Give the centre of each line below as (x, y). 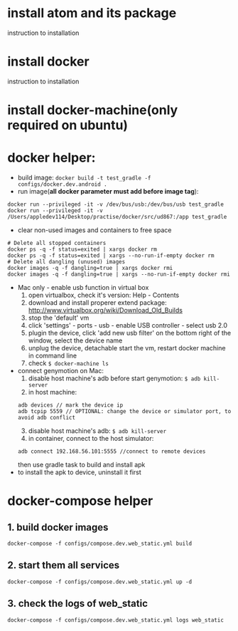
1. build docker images (58, 527)
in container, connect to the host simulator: (91, 438)
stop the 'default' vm (59, 318)
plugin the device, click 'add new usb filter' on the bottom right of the (130, 333)
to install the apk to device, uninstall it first (80, 472)
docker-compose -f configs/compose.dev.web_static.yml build (100, 543)
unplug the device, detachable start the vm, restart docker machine (127, 348)
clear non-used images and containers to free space (94, 230)
